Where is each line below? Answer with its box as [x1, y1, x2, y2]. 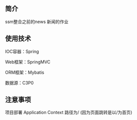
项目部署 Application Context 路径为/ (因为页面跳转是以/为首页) [5, 110, 133, 116]
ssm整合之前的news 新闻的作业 [5, 19, 69, 25]
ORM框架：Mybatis [5, 69, 44, 75]
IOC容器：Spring [5, 48, 39, 54]
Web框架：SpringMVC [5, 59, 51, 65]
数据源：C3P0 [5, 80, 34, 86]
